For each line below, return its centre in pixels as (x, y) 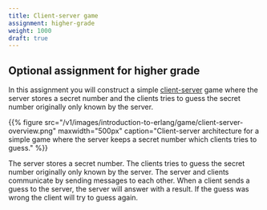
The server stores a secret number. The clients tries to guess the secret (127, 164)
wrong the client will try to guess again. (73, 198)
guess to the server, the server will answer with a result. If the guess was (129, 189)
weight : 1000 (30, 30)
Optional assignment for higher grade (104, 70)
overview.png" (32, 131)
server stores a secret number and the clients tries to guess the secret (124, 99)
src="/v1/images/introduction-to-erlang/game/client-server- (144, 123)
